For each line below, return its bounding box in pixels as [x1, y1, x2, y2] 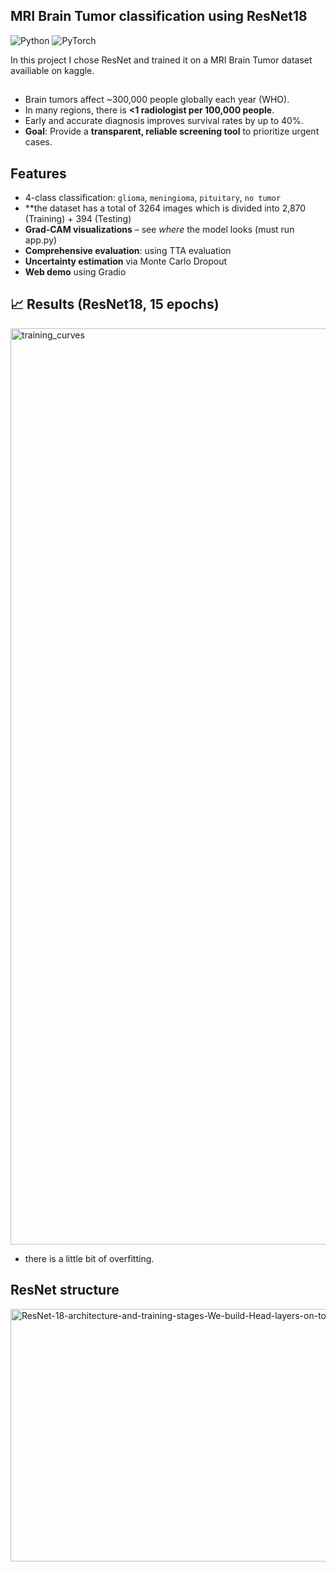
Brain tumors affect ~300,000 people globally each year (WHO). [24, 94, 290, 106]
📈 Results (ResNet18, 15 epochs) [10, 296, 220, 313]
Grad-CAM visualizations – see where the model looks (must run [24, 224, 295, 236]
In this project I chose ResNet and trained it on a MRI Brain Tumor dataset [10, 54, 313, 66]
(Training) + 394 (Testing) [24, 213, 132, 225]
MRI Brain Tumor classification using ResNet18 [10, 8, 308, 25]
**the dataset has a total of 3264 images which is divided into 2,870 [24, 202, 307, 214]
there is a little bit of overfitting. [24, 1252, 155, 1264]
